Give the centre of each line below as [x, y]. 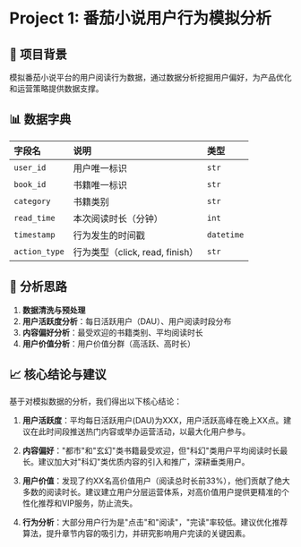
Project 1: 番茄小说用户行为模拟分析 [140, 18]
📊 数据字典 [40, 120]
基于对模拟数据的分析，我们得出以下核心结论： [95, 402]
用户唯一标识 [100, 168]
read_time [34, 218]
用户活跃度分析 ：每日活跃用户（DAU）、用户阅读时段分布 [127, 321]
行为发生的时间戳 [109, 235]
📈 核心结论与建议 [58, 375]
